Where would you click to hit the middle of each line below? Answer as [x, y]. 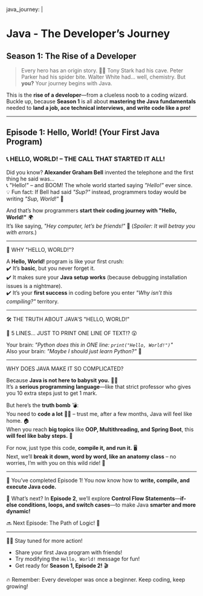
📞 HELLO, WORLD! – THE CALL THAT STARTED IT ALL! [86, 159]
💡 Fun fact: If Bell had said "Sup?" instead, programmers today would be [96, 192]
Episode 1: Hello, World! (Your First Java [83, 133]
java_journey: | [25, 9]
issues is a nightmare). [34, 286]
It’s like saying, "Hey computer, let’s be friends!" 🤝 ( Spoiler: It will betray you [101, 226]
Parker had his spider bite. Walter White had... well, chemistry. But [103, 77]
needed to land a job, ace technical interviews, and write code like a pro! [98, 108]
